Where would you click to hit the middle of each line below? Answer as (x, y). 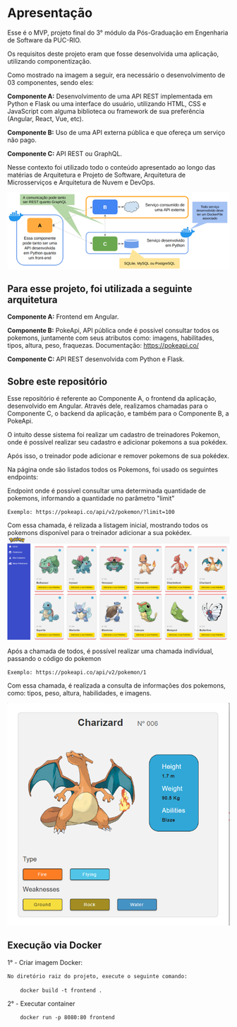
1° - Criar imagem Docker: (45, 962)
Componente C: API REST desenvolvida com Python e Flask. (96, 359)
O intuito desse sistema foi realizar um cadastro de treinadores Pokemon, (114, 435)
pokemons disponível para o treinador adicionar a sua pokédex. (100, 533)
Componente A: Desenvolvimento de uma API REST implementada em (110, 96)
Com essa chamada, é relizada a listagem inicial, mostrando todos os (108, 525)
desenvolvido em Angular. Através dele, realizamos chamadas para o (108, 406)
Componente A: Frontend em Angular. (63, 317)
